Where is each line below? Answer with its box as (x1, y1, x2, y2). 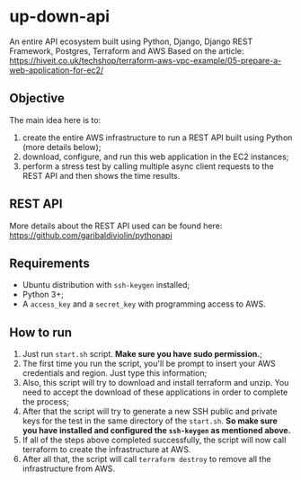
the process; (22, 396, 69, 407)
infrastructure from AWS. (22, 463, 115, 474)
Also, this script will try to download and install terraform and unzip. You (22, 378, 289, 388)
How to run (9, 325, 73, 340)
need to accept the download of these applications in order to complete (22, 387, 288, 397)
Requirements (9, 255, 90, 271)
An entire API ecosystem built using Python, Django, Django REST (9, 36, 253, 47)
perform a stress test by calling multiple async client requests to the (22, 160, 274, 172)
